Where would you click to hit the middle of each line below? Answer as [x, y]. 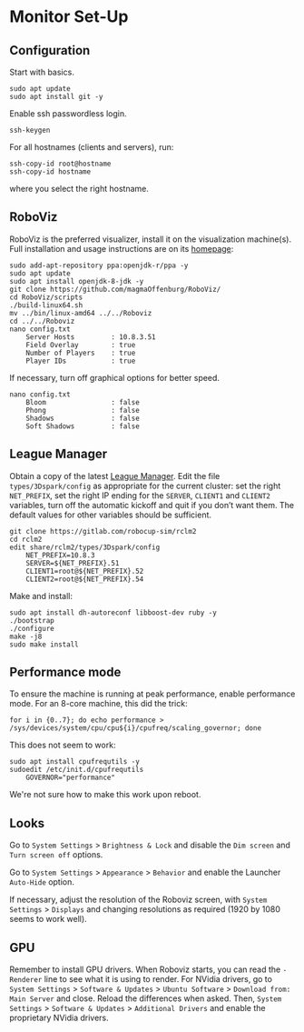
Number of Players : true [81, 353]
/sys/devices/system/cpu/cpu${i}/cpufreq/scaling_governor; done [135, 728]
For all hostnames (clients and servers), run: [92, 147]
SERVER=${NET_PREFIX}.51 [73, 563]
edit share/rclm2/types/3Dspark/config [85, 547]
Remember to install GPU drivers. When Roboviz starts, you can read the [145, 969]
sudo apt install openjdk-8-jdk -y [77, 281]
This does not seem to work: [63, 745]
